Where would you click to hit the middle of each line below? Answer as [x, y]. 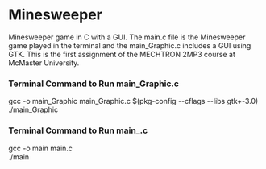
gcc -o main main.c [40, 148]
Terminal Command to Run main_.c [78, 130]
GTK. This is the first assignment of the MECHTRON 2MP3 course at [122, 54]
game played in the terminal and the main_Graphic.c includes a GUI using [130, 45]
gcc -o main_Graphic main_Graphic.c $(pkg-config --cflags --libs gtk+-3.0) [133, 101]
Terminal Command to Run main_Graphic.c [94, 84]
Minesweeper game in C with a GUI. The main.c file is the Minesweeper [127, 37]
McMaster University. [44, 63]
